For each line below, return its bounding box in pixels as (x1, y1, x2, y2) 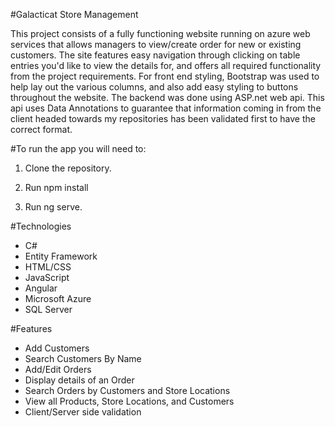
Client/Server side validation (24, 406, 142, 418)
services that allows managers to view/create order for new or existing (10, 39, 302, 50)
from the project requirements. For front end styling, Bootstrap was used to (10, 70, 320, 82)
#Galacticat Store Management (10, 9, 139, 20)
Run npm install (24, 182, 89, 193)
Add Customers (24, 342, 90, 354)
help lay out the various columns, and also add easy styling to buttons (10, 81, 299, 93)
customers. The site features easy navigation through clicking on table (10, 49, 301, 61)
